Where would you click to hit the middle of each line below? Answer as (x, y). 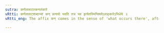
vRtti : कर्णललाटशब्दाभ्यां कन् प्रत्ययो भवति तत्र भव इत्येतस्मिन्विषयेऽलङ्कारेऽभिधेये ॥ (66, 14)
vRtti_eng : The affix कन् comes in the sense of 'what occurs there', (77, 18)
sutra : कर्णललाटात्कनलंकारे (26, 9)
